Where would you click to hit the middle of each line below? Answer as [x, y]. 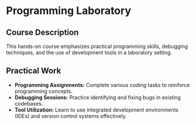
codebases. [29, 103]
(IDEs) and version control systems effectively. [71, 116]
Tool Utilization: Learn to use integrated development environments [97, 110]
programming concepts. [44, 91]
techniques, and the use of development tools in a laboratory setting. [89, 53]
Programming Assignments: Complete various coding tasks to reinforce [102, 85]
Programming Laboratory [69, 11]
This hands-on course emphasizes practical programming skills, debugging [97, 46]
